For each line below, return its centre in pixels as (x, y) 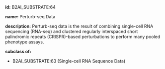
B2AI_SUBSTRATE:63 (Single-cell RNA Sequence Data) (69, 61)
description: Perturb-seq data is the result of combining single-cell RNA (79, 26)
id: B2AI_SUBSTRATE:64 (30, 7)
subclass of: (18, 52)
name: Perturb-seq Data (30, 17)
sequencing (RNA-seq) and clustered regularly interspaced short (72, 31)
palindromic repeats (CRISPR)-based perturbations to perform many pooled (83, 37)
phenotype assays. (25, 42)
